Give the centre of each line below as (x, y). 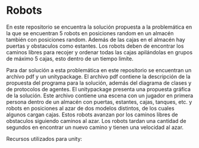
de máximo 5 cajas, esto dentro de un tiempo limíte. (70, 58)
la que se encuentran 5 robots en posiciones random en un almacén (90, 33)
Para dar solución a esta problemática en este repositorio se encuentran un (99, 70)
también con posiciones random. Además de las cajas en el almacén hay (96, 39)
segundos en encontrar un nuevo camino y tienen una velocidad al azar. (95, 127)
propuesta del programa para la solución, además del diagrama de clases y (99, 83)
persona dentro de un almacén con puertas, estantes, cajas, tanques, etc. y (99, 101)
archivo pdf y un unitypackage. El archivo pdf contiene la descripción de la (98, 76)
